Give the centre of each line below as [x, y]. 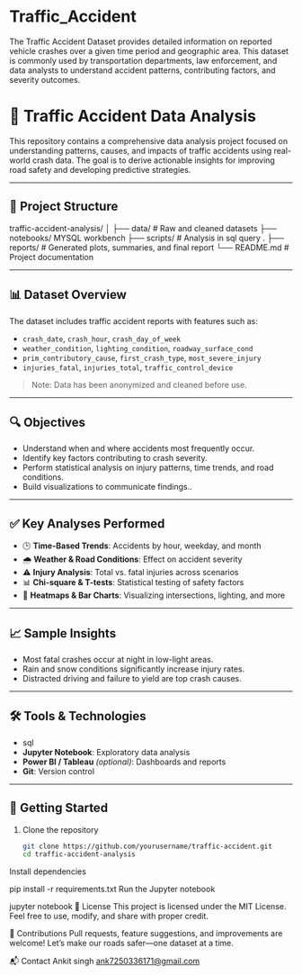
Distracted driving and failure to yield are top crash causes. [132, 678]
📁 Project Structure [64, 207]
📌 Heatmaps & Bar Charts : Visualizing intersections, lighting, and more [154, 595]
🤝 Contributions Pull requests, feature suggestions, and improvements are [146, 934]
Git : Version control [58, 771]
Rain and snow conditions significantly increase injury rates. [133, 669]
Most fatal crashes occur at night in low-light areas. [118, 659]
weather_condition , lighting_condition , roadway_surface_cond [138, 348]
